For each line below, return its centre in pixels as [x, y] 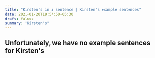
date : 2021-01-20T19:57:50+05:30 [39, 14]
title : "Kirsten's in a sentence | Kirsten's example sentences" [73, 10]
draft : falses [20, 19]
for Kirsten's [25, 50]
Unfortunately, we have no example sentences [78, 43]
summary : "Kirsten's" [27, 23]
